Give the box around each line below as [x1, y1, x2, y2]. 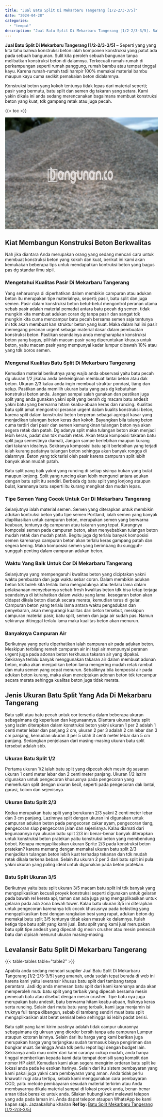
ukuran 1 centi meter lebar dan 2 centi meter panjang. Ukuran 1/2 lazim [5, 771, 147, 777]
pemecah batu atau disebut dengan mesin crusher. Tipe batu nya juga [5, 994, 146, 1000]
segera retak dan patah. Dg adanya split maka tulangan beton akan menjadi [5, 428, 156, 433]
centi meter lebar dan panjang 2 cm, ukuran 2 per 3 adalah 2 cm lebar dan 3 [5, 727, 158, 733]
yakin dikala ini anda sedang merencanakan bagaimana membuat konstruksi [5, 93, 158, 99]
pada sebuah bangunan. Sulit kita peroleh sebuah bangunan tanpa [5, 53, 138, 58]
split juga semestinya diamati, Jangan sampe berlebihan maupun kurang [5, 438, 150, 444]
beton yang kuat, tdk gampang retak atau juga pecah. [5, 98, 113, 104]
